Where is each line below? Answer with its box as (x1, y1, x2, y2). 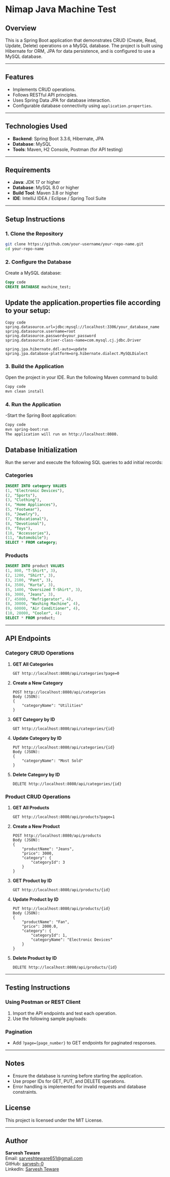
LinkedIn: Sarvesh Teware (5, 1166, 59, 1172)
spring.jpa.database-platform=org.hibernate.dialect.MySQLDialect (5, 351, 148, 356)
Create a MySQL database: (5, 270, 62, 276)
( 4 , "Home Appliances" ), (5, 502, 58, 507)
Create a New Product (12, 823, 60, 829)
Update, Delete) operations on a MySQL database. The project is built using (5, 43, 163, 49)
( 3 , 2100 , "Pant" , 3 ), (5, 578, 53, 583)
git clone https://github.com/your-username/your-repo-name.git (5, 242, 144, 247)
